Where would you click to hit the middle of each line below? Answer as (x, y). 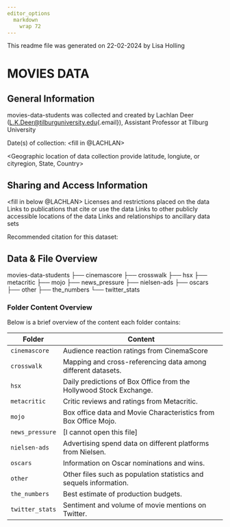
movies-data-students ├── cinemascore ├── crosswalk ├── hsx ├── (107, 275)
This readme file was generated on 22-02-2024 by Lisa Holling (96, 46)
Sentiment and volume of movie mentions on (135, 505)
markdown (26, 20)
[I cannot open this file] (100, 432)
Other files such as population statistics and (133, 474)
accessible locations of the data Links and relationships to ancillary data (108, 216)
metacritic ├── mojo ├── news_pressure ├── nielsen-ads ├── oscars (108, 282)
